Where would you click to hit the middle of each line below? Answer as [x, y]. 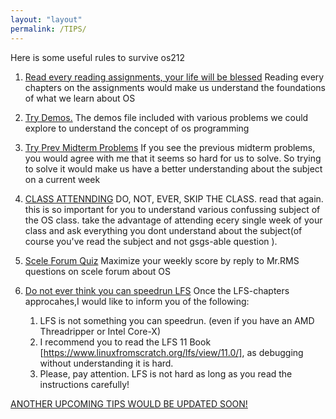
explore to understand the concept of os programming [137, 128]
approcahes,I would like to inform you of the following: [137, 301]
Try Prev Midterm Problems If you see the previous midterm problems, [170, 147]
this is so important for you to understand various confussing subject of [172, 209]
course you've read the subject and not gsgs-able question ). [151, 241]
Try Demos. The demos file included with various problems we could [166, 117]
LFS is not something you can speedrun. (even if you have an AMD [177, 320]
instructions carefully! [84, 384]
